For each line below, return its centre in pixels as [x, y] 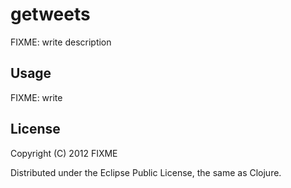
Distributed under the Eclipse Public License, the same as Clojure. [146, 172]
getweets [50, 14]
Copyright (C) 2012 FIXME [64, 153]
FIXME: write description [61, 42]
